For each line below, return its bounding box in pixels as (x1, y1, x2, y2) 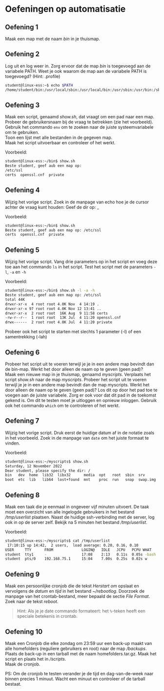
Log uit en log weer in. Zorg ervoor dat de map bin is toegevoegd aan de (5, 63, 151, 69)
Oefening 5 (5, 245, 40, 254)
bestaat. (5, 681, 22, 687)
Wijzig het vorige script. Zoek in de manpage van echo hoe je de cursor (5, 199, 149, 205)
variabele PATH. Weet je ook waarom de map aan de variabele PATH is (5, 68, 147, 74)
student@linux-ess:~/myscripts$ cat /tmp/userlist (5, 538, 110, 543)
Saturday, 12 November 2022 (5, 464, 62, 468)
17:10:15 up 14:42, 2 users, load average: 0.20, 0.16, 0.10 (7, 543, 139, 548)
